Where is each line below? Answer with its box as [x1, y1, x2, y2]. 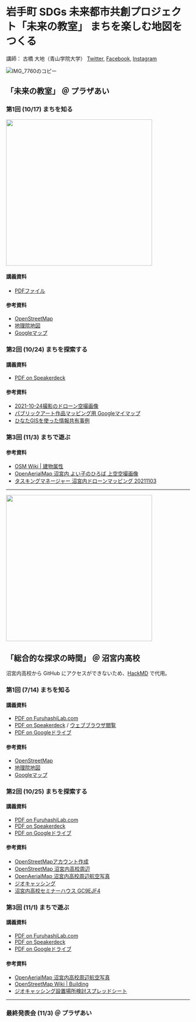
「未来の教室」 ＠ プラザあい [6, 86, 110, 97]
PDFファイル [14, 287, 45, 294]
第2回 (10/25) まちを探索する [6, 787, 87, 796]
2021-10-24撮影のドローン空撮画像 [14, 402, 99, 410]
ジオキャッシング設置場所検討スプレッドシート [14, 987, 127, 995]
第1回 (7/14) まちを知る [6, 686, 71, 694]
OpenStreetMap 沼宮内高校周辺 [14, 865, 90, 872]
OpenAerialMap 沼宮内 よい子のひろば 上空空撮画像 [14, 470, 139, 477]
